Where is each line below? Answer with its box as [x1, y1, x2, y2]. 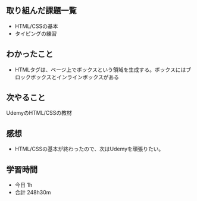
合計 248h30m [14, 189, 51, 196]
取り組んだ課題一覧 [6, 5, 77, 16]
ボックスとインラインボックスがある [30, 73, 119, 80]
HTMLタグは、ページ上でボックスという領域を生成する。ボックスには [14, 66, 186, 73]
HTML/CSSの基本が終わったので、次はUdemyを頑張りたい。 [14, 145, 164, 153]
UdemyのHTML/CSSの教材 [6, 109, 73, 117]
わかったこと [6, 49, 54, 59]
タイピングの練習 [14, 30, 57, 37]
